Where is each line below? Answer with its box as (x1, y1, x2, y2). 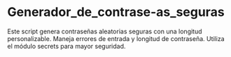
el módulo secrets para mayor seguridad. (7, 42, 126, 50)
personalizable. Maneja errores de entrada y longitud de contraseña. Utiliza (7, 34, 225, 42)
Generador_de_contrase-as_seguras (7, 4, 225, 20)
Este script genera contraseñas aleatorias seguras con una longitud (7, 27, 202, 35)
